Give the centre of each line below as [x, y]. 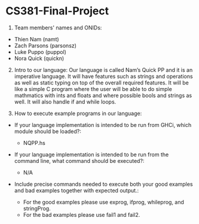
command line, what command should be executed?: [79, 161]
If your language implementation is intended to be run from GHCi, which [103, 125]
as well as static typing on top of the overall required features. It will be [101, 83]
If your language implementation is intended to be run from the [91, 155]
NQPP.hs [34, 143]
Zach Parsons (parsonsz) [45, 46]
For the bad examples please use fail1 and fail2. [82, 214]
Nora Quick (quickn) [39, 58]
